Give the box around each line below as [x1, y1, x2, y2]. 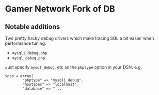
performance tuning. [5, 41, 46, 46]
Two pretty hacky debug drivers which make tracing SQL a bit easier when [5, 35, 154, 41]
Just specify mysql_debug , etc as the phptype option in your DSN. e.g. [5, 64, 142, 70]
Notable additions [5, 23, 60, 31]
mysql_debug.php [12, 56, 45, 61]
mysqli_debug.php [12, 51, 48, 55]
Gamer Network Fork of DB [5, 3, 115, 14]
